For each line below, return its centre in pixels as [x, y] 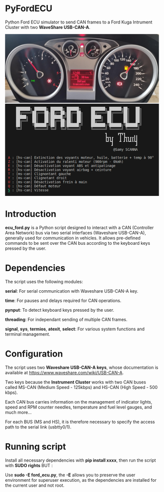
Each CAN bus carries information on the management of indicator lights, [79, 402]
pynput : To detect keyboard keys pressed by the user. [60, 310]
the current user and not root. [35, 485]
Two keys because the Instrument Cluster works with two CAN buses [76, 382]
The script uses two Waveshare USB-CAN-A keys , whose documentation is [82, 367]
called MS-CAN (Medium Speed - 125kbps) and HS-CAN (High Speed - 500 [81, 387]
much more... [18, 412]
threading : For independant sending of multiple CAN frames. [66, 319]
